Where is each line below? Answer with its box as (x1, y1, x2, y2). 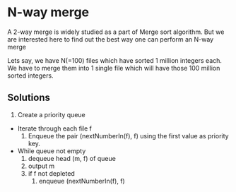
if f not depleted (28, 169, 76, 177)
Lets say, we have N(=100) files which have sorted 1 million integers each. (7, 56, 223, 64)
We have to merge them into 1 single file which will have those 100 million (7, 64, 220, 72)
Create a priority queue (17, 110, 86, 119)
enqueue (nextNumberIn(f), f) (38, 176, 125, 185)
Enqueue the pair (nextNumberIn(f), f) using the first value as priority (28, 131, 229, 140)
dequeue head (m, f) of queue (28, 154, 117, 162)
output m (28, 162, 55, 170)
